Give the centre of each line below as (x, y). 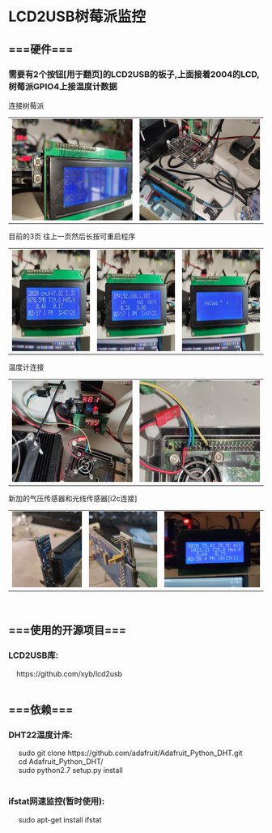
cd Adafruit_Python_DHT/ (61, 762)
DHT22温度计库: (40, 735)
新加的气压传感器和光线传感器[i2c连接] (73, 498)
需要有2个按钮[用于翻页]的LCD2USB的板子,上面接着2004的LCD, (134, 74)
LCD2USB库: (34, 655)
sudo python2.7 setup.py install (70, 771)
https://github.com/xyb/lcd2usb (69, 673)
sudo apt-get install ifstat (60, 819)
